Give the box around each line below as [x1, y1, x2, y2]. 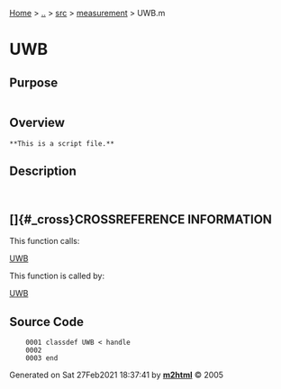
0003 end [25, 354, 59, 363]
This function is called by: [9, 270, 105, 282]
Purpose [9, 75, 59, 90]
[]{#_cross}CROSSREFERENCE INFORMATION [9, 212, 273, 228]
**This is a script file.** [9, 139, 115, 148]
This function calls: [9, 236, 80, 247]
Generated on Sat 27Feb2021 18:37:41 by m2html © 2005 [9, 369, 223, 381]
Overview [9, 115, 66, 131]
